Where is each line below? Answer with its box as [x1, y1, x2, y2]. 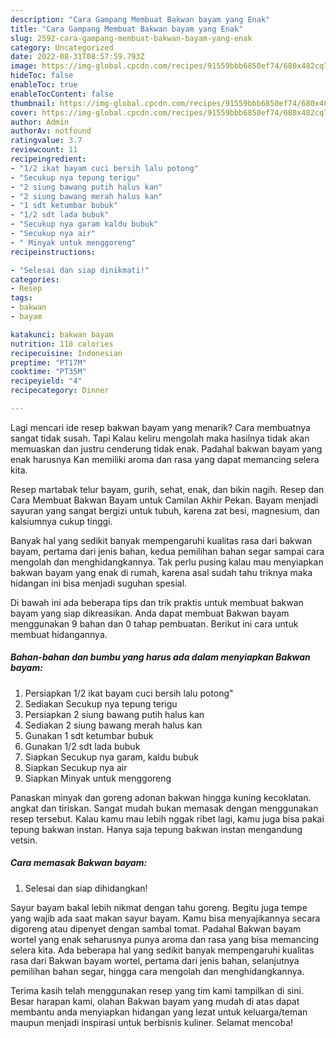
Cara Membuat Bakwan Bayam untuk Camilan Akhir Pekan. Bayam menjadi [10, 494, 319, 506]
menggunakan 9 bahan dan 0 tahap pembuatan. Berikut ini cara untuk [10, 617, 299, 630]
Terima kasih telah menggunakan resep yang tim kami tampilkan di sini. [10, 984, 304, 996]
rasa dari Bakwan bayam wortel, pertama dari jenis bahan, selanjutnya [10, 954, 300, 966]
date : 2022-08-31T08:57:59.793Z [10, 52, 145, 62]
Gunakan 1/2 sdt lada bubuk [24, 740, 141, 752]
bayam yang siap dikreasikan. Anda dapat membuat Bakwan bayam [10, 607, 290, 619]
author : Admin [10, 117, 70, 127]
